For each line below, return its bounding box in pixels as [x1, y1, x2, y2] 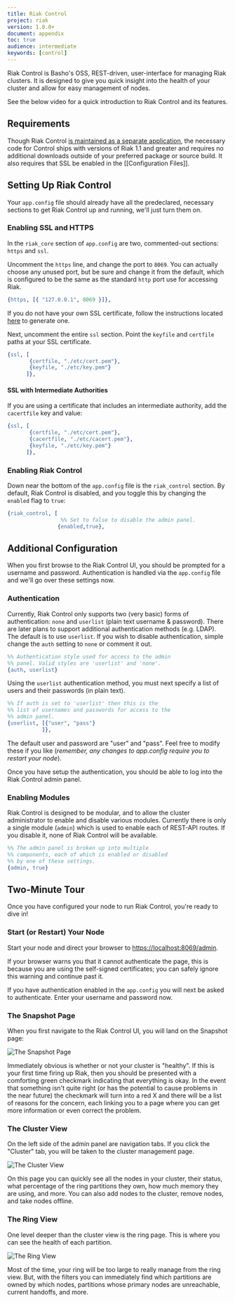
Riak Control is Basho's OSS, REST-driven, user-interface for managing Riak [7, 68, 227, 77]
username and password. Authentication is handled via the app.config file [7, 568, 221, 577]
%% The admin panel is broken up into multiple [7, 845, 149, 852]
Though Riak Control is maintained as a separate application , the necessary [7, 136, 226, 145]
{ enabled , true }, [57, 523, 105, 530]
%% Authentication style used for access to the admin [7, 653, 171, 660]
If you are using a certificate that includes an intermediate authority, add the [7, 402, 227, 410]
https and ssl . [7, 246, 49, 255]
